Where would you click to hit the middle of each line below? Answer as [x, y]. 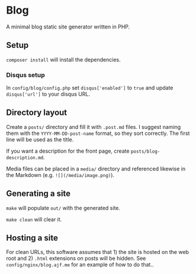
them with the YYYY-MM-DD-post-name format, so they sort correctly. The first [98, 133]
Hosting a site [32, 238]
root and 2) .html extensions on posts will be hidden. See [76, 259]
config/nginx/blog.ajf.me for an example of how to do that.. [80, 265]
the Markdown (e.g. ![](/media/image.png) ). [60, 175]
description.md [25, 157]
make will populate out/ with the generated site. [63, 208]
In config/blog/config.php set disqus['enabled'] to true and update [90, 88]
